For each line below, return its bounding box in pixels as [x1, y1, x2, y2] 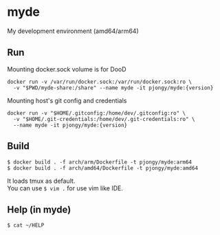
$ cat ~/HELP [7, 222, 45, 229]
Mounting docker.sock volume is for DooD [7, 65, 126, 73]
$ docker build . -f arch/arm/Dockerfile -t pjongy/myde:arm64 [7, 159, 192, 166]
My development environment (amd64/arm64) [7, 27, 139, 35]
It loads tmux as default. [7, 177, 76, 185]
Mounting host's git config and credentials [7, 96, 127, 104]
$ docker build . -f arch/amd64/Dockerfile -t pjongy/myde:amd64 [7, 164, 198, 172]
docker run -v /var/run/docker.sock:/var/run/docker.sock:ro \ [7, 78, 192, 85]
